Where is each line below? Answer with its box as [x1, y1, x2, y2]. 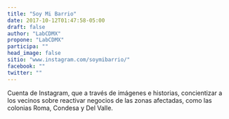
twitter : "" [7, 69, 42, 76]
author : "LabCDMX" [7, 30, 61, 37]
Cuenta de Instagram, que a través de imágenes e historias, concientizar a [7, 89, 223, 97]
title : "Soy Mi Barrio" [7, 10, 77, 18]
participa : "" [7, 43, 49, 50]
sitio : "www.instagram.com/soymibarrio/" [7, 56, 131, 63]
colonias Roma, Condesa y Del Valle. [7, 104, 114, 112]
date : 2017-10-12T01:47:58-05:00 [7, 17, 105, 24]
